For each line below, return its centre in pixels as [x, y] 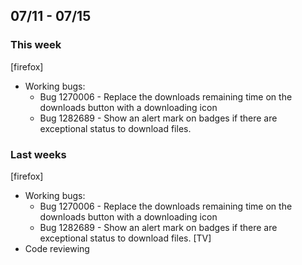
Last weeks [38, 154]
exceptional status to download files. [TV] [125, 238]
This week [36, 45]
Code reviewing [57, 248]
